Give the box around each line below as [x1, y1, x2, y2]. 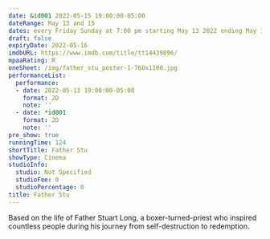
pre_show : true [8, 131, 59, 139]
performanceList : [8, 71, 67, 79]
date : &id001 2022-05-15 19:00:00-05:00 [8, 11, 146, 20]
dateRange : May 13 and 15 [8, 19, 95, 27]
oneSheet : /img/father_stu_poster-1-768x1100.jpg [8, 64, 178, 72]
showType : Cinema [8, 153, 67, 161]
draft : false [8, 34, 52, 43]
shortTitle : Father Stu [8, 146, 88, 154]
